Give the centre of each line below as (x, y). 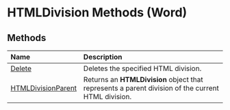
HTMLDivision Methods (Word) (97, 13)
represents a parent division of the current (151, 88)
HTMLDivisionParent (44, 88)
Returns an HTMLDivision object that (143, 80)
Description (103, 57)
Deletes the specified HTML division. (142, 68)
